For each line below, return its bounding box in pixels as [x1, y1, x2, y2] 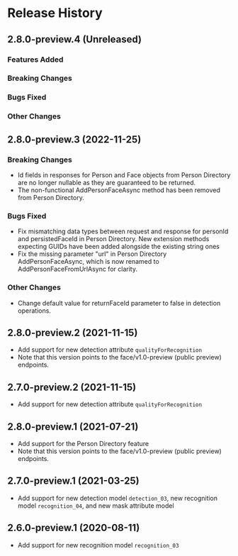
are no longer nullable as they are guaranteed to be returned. [17, 178, 196, 187]
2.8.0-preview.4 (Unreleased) [7, 33, 142, 45]
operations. [17, 306, 52, 315]
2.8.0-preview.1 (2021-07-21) [7, 421, 139, 433]
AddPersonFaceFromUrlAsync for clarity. [17, 265, 138, 274]
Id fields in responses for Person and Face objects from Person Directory [17, 170, 231, 179]
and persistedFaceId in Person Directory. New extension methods [17, 235, 210, 243]
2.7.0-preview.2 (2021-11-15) [7, 381, 137, 393]
